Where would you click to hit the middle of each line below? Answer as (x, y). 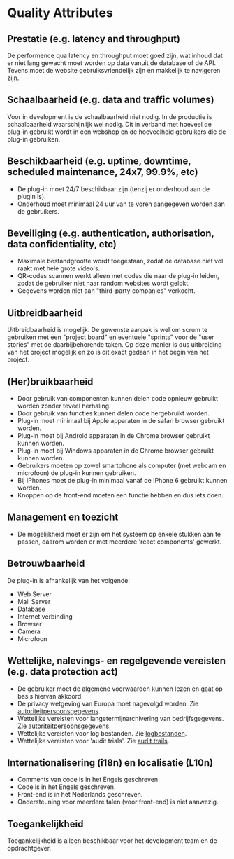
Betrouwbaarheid (46, 564)
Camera (29, 631)
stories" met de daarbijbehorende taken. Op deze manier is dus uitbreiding (115, 345)
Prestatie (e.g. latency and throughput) (94, 39)
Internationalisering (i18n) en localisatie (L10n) (110, 763)
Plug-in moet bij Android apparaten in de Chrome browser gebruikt (114, 436)
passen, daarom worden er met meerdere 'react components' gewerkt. (119, 542)
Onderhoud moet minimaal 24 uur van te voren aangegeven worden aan (121, 204)
